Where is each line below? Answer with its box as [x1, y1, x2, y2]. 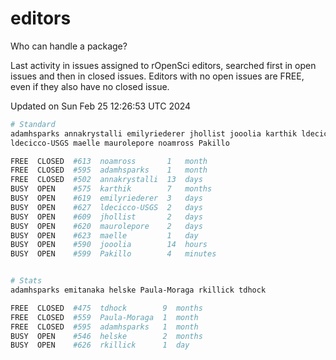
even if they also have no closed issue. [10, 80, 170, 92]
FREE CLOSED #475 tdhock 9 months [10, 303, 203, 313]
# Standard [10, 119, 56, 129]
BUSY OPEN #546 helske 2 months [10, 331, 203, 341]
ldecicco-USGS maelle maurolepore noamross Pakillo [10, 138, 230, 148]
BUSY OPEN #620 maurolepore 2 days [10, 221, 203, 231]
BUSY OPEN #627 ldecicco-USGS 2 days [10, 202, 203, 212]
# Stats [10, 276, 43, 286]
